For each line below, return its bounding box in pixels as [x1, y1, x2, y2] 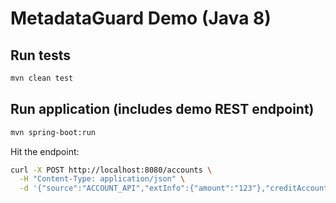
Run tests [10, 47, 71, 64]
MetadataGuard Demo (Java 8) [10, 7, 272, 30]
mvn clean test [10, 73, 74, 83]
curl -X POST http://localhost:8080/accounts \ [10, 165, 213, 175]
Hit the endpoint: [10, 145, 80, 157]
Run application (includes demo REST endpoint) [10, 101, 315, 118]
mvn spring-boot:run [10, 127, 97, 137]
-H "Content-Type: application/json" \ [19, 174, 186, 184]
